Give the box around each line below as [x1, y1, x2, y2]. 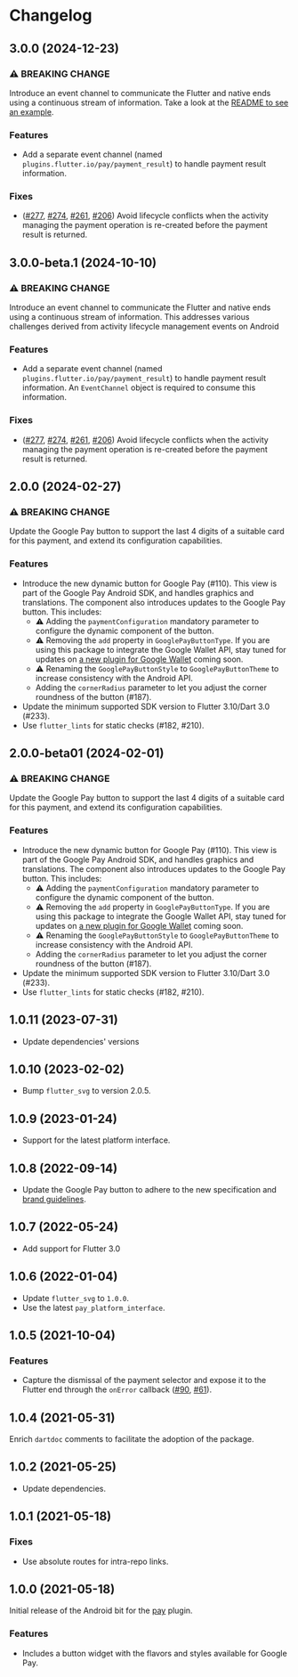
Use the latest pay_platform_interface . [21, 1302, 165, 1313]
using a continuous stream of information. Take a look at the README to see [9, 97, 289, 108]
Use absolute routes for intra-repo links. [21, 1556, 169, 1567]
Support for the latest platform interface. [21, 1135, 171, 1145]
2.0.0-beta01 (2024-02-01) [9, 745, 165, 761]
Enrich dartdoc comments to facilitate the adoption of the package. [9, 1434, 255, 1445]
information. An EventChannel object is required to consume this [21, 382, 256, 393]
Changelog [9, 5, 93, 26]
